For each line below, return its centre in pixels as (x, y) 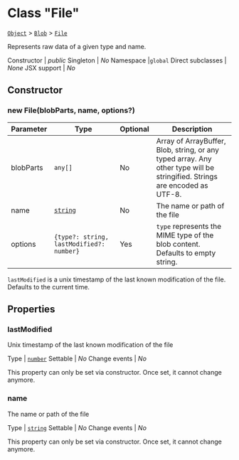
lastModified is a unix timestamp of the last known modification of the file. (117, 279)
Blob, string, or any (187, 149)
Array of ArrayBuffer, (191, 141)
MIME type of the (185, 235)
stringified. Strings (187, 176)
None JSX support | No (42, 68)
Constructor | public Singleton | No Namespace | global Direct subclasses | (117, 60)
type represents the (189, 226)
